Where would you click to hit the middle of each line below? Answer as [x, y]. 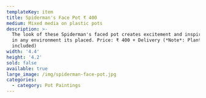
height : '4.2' [25, 57]
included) [24, 46]
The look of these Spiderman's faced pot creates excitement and [97, 35]
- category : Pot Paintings [46, 86]
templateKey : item [30, 12]
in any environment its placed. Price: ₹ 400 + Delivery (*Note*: [98, 40]
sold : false [21, 63]
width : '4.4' [23, 52]
